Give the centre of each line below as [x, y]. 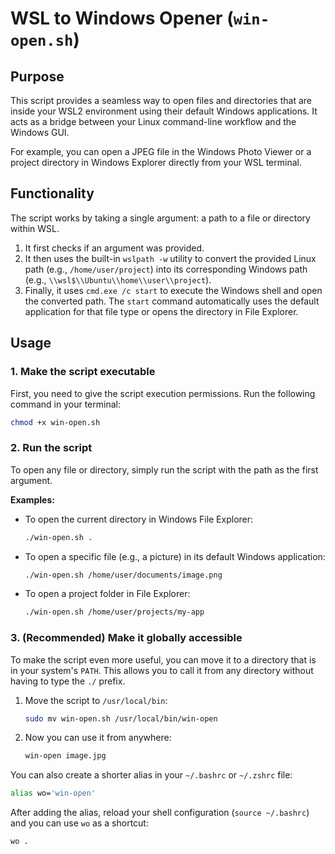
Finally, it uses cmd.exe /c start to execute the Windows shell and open [173, 290]
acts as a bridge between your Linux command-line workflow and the [153, 121]
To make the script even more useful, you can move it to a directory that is [163, 659]
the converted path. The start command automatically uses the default [172, 301]
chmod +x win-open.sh [55, 422]
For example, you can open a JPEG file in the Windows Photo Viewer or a [161, 151]
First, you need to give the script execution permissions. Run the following [163, 393]
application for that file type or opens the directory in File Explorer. [161, 311]
